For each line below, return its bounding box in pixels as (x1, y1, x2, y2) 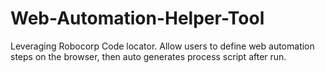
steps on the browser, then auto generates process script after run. (10, 50, 287, 62)
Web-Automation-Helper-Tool (10, 7, 265, 30)
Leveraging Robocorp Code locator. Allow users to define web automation (10, 40, 315, 52)
